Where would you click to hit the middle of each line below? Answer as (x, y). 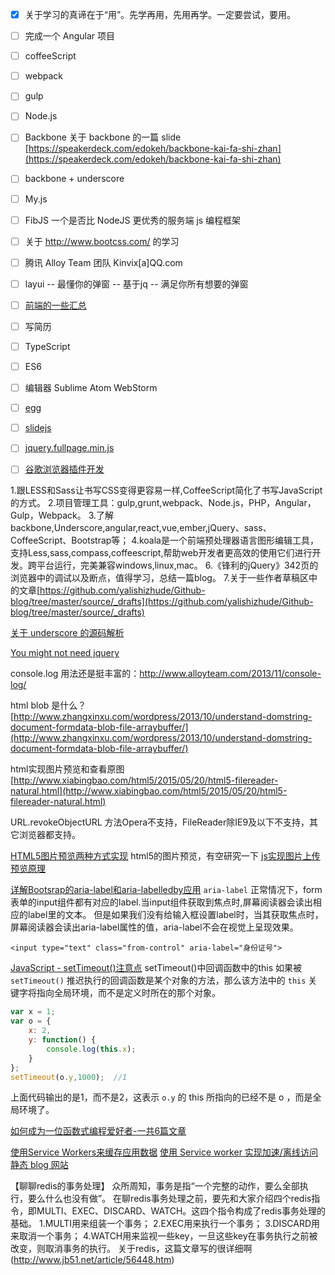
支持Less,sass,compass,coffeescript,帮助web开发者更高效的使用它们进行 (161, 553)
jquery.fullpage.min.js (69, 448)
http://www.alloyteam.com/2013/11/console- (230, 674)
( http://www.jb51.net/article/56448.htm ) (92, 1260)
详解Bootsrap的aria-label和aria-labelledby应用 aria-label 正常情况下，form (166, 890)
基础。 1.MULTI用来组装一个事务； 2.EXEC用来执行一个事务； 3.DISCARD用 (165, 1224)
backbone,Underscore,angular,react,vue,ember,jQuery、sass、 (141, 528)
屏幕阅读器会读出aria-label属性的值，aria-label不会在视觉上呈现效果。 (154, 927)
